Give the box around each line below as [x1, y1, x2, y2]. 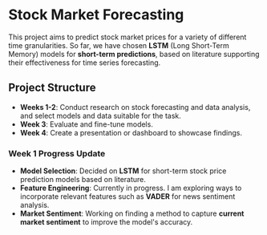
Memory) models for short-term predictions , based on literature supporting [8, 49, 260, 59]
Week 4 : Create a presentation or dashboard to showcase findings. [19, 128, 243, 137]
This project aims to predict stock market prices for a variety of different [8, 32, 247, 42]
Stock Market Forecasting [8, 6, 184, 24]
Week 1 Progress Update [8, 148, 106, 159]
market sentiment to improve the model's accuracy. [19, 217, 193, 227]
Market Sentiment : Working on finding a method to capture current [19, 209, 245, 218]
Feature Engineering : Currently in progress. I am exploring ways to [19, 183, 242, 193]
